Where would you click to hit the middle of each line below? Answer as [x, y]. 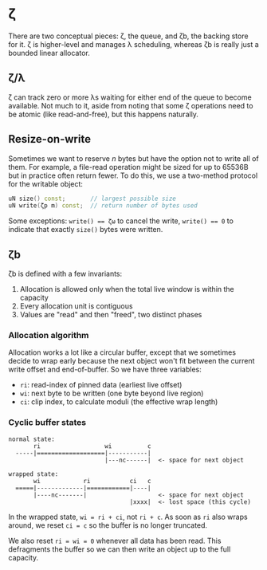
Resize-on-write [50, 139]
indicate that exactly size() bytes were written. [86, 230]
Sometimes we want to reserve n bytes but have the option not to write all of [133, 158]
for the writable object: [46, 183]
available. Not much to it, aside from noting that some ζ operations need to [131, 105]
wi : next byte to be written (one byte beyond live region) [112, 393]
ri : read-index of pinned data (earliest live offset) [101, 385]
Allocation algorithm [49, 336]
